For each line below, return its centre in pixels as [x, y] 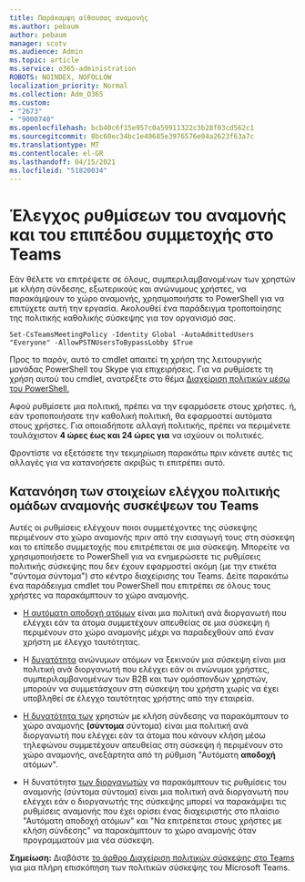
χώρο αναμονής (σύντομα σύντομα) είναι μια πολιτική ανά [135, 726]
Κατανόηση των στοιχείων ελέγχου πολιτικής [145, 492]
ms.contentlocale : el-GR [56, 153]
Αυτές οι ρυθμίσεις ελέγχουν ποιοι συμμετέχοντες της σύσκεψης [133, 528]
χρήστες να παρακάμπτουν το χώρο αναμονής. [99, 595]
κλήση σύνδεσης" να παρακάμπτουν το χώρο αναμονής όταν [139, 831]
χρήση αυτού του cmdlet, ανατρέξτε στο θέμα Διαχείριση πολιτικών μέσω [150, 379]
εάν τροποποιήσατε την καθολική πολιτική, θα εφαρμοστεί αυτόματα [141, 416]
